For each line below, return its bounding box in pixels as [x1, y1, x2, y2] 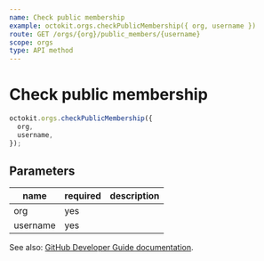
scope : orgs [9, 37, 53, 47]
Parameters [9, 163, 76, 178]
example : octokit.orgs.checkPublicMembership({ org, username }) [9, 21, 256, 30]
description [109, 190, 160, 202]
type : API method [9, 46, 74, 55]
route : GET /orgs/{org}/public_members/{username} [9, 29, 201, 38]
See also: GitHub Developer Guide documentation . [9, 242, 194, 253]
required [64, 190, 102, 202]
